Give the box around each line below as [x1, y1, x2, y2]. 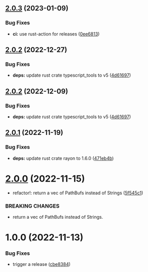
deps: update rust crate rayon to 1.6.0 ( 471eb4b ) [12, 155, 114, 161]
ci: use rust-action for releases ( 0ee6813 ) [12, 30, 100, 37]
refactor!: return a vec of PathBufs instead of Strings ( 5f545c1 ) [12, 190, 143, 196]
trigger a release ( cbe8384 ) [12, 261, 71, 267]
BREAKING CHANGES [5, 202, 60, 210]
